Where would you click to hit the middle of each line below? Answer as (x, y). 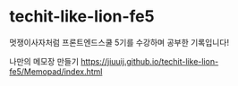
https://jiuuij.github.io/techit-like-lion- (149, 61)
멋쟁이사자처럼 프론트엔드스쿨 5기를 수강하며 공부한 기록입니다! (119, 42)
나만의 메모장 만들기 (44, 61)
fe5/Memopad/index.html (56, 71)
